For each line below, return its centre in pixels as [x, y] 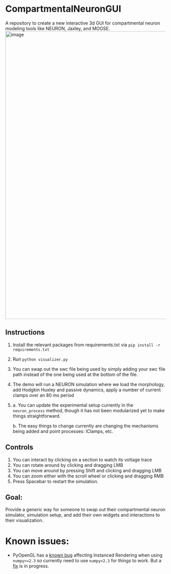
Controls [19, 447]
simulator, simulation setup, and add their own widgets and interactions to [83, 515]
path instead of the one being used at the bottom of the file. [75, 374]
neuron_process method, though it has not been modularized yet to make [89, 410]
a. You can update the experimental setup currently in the [73, 405]
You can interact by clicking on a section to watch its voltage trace [82, 460]
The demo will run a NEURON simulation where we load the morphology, [89, 384]
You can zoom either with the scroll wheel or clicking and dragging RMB [88, 476]
